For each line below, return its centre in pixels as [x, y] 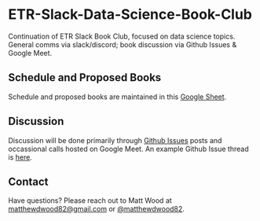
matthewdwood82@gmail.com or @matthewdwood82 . [96, 209]
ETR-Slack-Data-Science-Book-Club [130, 15]
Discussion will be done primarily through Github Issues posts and [115, 140]
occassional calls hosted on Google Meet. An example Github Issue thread [128, 149]
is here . [20, 157]
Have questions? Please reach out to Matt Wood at [90, 201]
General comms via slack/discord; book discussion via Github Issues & [123, 44]
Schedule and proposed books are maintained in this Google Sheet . [117, 97]
